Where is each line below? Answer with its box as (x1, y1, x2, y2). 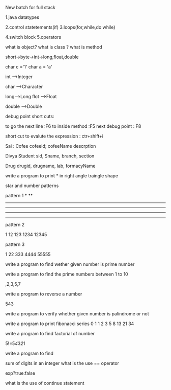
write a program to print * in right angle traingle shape (5, 173, 119, 178)
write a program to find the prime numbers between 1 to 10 (5, 271, 128, 277)
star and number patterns (5, 182, 59, 189)
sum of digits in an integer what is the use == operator (5, 360, 120, 366)
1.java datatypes (5, 14, 40, 20)
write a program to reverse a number (5, 291, 82, 297)
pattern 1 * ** (5, 193, 33, 198)
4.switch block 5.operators (5, 34, 62, 40)
